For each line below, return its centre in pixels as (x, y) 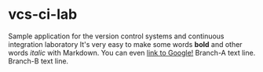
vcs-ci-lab (43, 14)
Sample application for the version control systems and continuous (117, 36)
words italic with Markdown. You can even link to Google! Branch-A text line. (132, 52)
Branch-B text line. (38, 61)
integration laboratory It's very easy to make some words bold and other (125, 44)
